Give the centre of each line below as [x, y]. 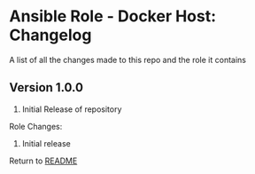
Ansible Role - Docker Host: [113, 16]
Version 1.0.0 [46, 87]
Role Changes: [36, 126]
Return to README [43, 161]
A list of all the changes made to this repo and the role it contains [127, 59]
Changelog [50, 35]
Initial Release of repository [72, 109]
